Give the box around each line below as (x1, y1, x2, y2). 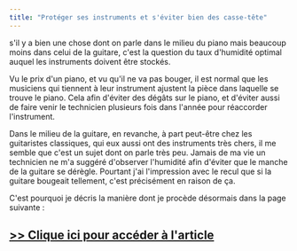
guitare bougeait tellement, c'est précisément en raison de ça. (9, 175, 236, 186)
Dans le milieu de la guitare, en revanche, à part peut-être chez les (9, 128, 253, 138)
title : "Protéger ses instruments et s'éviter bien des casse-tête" (9, 12, 268, 22)
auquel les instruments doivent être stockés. (9, 56, 171, 67)
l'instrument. (9, 111, 56, 122)
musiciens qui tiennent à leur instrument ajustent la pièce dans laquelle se (9, 82, 279, 93)
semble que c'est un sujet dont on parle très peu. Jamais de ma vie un (9, 147, 266, 158)
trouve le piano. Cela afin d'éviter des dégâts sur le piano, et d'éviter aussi (9, 92, 281, 103)
